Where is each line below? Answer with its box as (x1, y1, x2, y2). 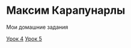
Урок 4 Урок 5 (6, 35, 42, 42)
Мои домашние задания (6, 23, 69, 31)
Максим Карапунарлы (6, 4, 126, 17)
